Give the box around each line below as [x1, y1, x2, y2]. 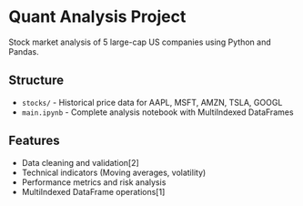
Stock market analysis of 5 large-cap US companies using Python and [8, 36, 272, 47]
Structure [8, 73, 65, 88]
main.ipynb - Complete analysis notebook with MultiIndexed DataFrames [21, 107, 294, 118]
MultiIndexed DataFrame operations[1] [21, 186, 166, 197]
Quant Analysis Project [8, 6, 187, 27]
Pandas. [8, 46, 39, 57]
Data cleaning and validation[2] [21, 157, 140, 168]
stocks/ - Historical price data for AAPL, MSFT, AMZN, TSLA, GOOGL [21, 97, 283, 108]
